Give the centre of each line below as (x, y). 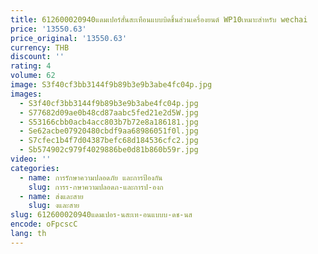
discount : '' (37, 57)
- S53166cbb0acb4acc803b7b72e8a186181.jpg (109, 122)
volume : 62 (33, 76)
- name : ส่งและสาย (51, 196)
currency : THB (40, 47)
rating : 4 (31, 66)
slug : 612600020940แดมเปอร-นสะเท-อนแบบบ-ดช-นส (101, 215)
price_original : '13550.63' (69, 38)
